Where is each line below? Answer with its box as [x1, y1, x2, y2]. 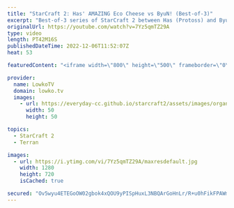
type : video [7, 29, 42, 37]
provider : [7, 74, 36, 81]
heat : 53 [7, 50, 33, 57]
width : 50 [25, 107, 54, 114]
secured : [7, 190, 33, 197]
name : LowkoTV [13, 81, 54, 88]
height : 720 [19, 171, 54, 178]
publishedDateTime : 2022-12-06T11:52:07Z [7, 43, 130, 50]
